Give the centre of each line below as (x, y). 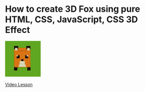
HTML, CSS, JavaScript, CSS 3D (72, 19)
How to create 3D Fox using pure (73, 9)
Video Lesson (19, 84)
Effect (18, 30)
